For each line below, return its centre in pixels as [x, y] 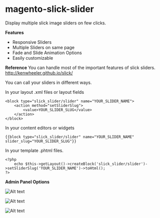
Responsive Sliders [32, 42]
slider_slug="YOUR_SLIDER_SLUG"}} [41, 141]
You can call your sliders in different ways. [48, 82]
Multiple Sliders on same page [43, 47]
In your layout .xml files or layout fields [45, 92]
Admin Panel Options [27, 182]
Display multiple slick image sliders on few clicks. [56, 23]
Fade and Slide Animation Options [47, 53]
